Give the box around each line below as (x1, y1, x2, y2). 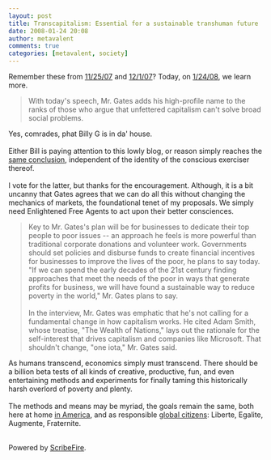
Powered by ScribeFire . (8, 443, 87, 452)
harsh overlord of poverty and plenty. (8, 384, 133, 394)
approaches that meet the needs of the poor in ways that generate (28, 274, 250, 283)
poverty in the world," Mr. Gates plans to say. (28, 291, 179, 300)
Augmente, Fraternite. (8, 419, 82, 428)
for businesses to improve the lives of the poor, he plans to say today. (28, 257, 260, 266)
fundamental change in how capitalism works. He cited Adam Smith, (28, 317, 256, 326)
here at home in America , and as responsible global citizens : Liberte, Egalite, (8, 410, 264, 420)
